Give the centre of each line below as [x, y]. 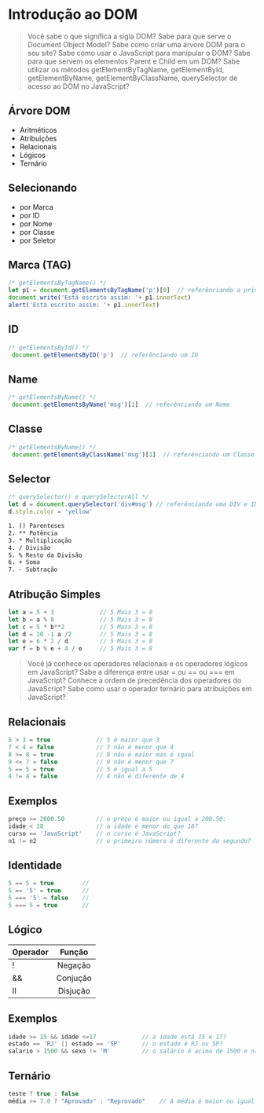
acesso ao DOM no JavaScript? [78, 86]
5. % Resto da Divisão [45, 555]
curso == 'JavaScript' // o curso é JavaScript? [94, 833]
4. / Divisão [29, 547]
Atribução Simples [54, 594]
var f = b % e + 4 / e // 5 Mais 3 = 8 [81, 649]
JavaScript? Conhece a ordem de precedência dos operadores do [134, 680]
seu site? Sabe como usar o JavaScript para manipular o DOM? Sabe [139, 53]
